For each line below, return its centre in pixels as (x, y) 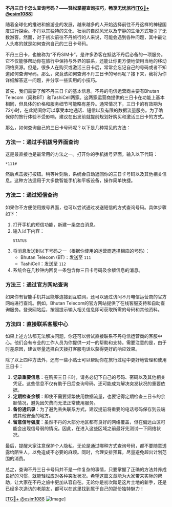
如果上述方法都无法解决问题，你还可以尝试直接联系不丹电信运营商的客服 (81, 336)
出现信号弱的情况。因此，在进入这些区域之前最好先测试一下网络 (89, 429)
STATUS (20, 240)
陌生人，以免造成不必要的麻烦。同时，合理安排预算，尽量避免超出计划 (88, 452)
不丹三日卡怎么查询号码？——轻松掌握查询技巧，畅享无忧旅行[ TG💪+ (77, 8)
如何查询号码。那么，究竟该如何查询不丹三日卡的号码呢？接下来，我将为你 (88, 74)
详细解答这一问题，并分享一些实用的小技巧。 (52, 80)
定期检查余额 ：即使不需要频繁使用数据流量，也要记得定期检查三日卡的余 (89, 396)
